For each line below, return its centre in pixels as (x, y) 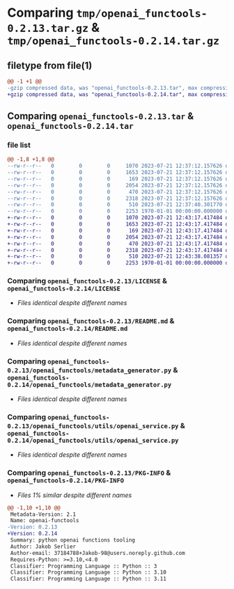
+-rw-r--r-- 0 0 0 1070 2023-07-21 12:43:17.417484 (115, 218)
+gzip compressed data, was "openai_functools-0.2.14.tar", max (102, 94)
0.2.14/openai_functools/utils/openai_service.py (93, 440)
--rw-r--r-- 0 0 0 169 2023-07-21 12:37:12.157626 (115, 179)
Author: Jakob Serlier (43, 547)
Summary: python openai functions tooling (73, 540)
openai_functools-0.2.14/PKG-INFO (65, 481)
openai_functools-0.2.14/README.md (68, 329)
